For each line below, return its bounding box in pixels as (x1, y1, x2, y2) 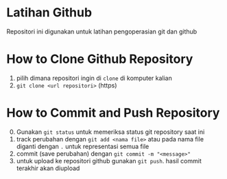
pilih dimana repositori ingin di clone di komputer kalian (16, 74, 172, 82)
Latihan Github (6, 5, 93, 20)
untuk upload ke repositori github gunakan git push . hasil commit (16, 156, 202, 165)
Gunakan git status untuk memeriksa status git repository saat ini (16, 128, 205, 136)
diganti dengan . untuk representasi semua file (16, 142, 150, 150)
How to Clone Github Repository (6, 51, 193, 67)
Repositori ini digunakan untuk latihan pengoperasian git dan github (6, 27, 198, 36)
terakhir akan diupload (16, 164, 80, 172)
